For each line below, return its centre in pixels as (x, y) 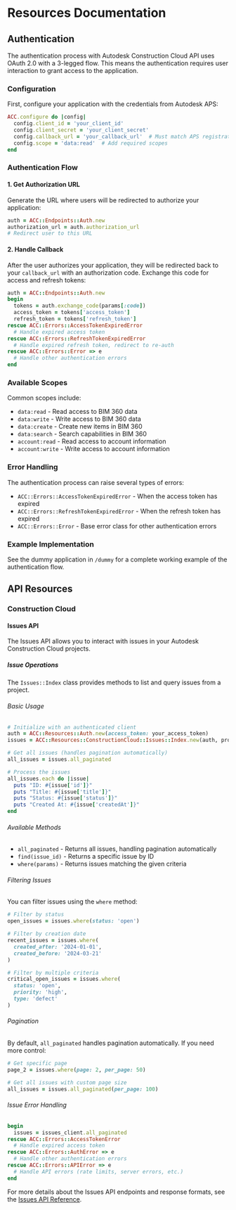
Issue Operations (33, 665)
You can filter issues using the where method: (73, 902)
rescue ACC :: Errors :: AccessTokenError (64, 1139)
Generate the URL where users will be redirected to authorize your (103, 200)
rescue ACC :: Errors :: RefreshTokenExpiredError (77, 339)
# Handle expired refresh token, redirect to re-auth (94, 345)
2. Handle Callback (35, 249)
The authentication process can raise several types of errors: (96, 482)
